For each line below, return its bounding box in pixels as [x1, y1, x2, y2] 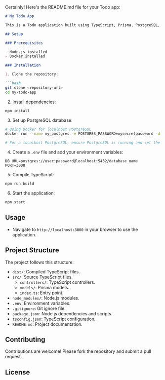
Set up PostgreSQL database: [12, 117, 73, 123]
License [5, 368, 30, 377]
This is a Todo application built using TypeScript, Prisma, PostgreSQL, [5, 22, 161, 28]
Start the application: [12, 190, 55, 196]
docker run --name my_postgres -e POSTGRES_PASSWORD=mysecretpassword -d [5, 131, 161, 136]
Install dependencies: [12, 99, 56, 105]
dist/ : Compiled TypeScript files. [12, 268, 80, 274]
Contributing [5, 335, 45, 343]
